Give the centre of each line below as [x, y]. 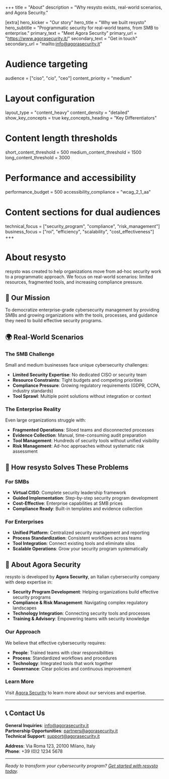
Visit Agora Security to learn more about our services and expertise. [76, 692]
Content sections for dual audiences [83, 212]
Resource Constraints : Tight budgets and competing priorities [77, 380]
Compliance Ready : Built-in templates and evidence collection [77, 509]
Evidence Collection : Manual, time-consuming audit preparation [79, 435]
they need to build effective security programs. [54, 321]
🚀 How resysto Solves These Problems [67, 467]
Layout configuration [50, 99]
